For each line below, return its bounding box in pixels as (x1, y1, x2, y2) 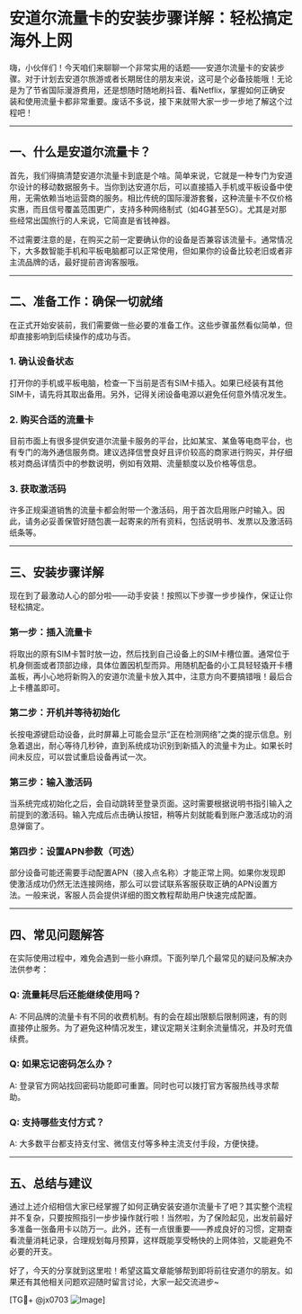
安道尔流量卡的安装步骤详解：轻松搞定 (9, 8, 294, 29)
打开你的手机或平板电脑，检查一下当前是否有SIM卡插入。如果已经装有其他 (9, 377, 284, 388)
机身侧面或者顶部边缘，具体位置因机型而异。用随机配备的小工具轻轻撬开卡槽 (9, 659, 293, 670)
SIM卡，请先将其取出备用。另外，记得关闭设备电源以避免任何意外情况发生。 (9, 389, 292, 399)
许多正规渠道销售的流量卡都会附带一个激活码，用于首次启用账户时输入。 (9, 505, 277, 515)
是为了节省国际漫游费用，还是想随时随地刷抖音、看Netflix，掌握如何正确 (9, 85, 278, 95)
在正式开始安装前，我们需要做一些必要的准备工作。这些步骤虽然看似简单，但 (9, 319, 293, 330)
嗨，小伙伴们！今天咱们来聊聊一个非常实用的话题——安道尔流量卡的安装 (9, 62, 277, 73)
